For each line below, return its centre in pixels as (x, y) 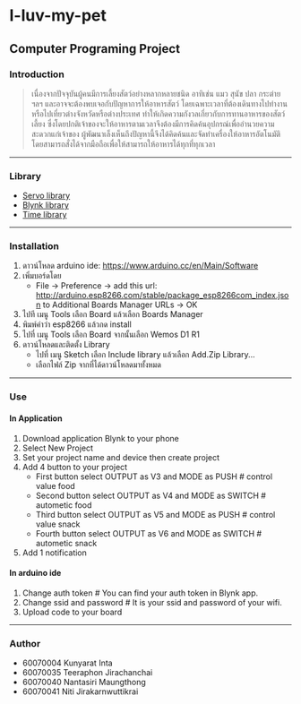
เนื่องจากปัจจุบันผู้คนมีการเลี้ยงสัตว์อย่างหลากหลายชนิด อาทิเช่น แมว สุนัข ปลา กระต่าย (156, 93)
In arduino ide (35, 573)
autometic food (64, 505)
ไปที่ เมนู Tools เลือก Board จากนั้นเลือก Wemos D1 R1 (111, 335)
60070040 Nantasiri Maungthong (84, 683)
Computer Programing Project (95, 49)
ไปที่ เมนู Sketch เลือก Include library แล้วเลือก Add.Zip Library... (145, 355)
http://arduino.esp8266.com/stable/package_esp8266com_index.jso (162, 296)
